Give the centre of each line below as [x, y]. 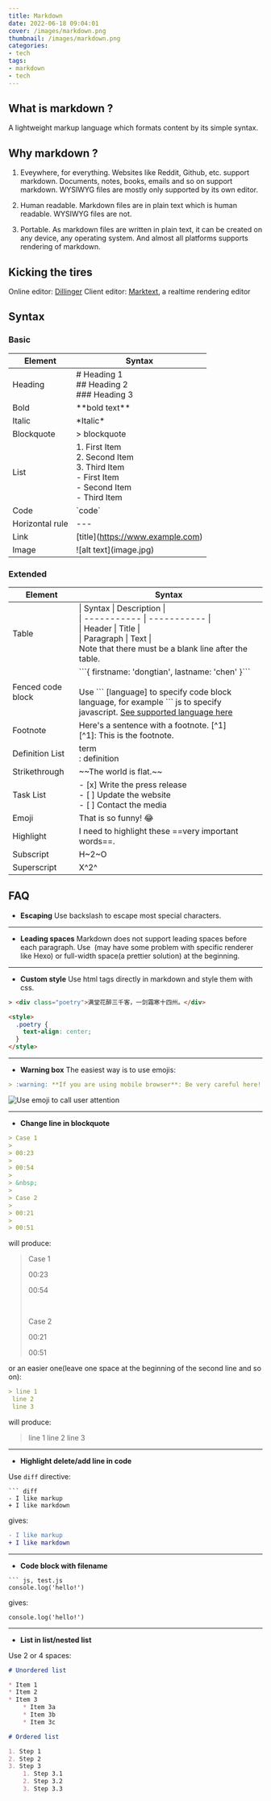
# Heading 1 [100, 374]
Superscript [35, 868]
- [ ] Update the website [125, 795]
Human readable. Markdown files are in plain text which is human [129, 206]
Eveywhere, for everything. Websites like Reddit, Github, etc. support [135, 173]
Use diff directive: [40, 1476]
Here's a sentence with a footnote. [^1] [153, 725]
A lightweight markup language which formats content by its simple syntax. [133, 128]
